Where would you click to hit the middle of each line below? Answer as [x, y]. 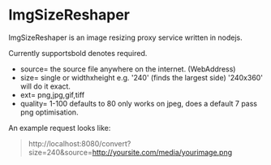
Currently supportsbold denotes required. [78, 53]
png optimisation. [49, 112]
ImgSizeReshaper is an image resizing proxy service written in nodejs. [125, 37]
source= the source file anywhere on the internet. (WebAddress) [128, 69]
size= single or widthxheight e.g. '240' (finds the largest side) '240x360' [142, 77]
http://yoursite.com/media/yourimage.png [162, 152]
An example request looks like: [60, 128]
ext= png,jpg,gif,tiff [52, 94]
